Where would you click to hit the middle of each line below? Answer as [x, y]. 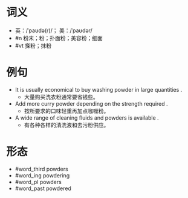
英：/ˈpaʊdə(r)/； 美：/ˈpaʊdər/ [53, 30]
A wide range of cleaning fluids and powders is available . [87, 118]
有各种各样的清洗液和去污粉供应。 [66, 125]
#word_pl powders [38, 182]
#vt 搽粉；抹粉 [33, 46]
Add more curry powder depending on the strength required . [91, 103]
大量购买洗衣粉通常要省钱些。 [61, 97]
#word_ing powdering [42, 175]
